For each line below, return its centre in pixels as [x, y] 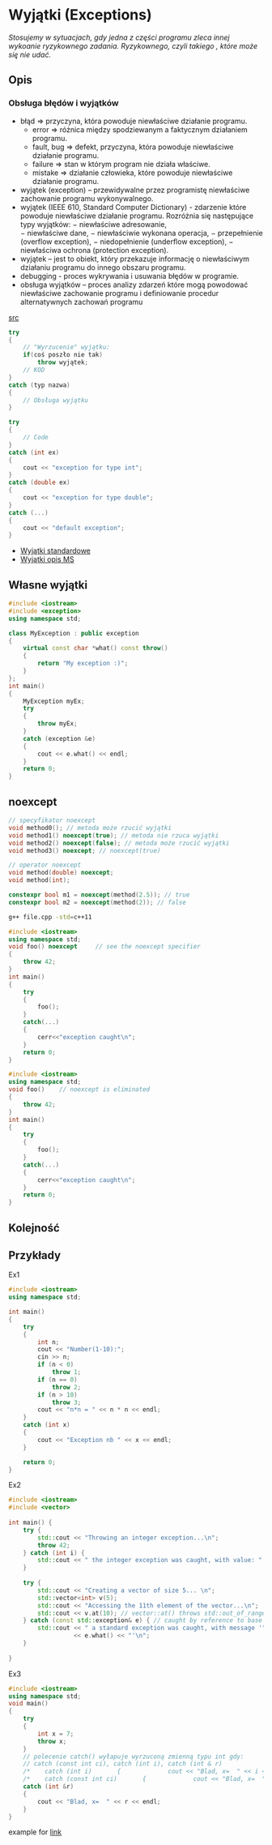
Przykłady [35, 1255]
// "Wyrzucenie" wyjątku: [67, 347]
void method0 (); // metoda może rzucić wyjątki [90, 828]
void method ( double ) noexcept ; [61, 873]
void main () [28, 1704]
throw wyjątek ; [63, 362]
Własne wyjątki [48, 585]
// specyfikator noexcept [52, 820]
